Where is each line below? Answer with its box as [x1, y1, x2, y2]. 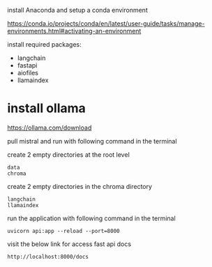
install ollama [7, 100, 86, 116]
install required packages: [7, 40, 82, 48]
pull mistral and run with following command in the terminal [7, 137, 177, 145]
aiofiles [17, 69, 38, 77]
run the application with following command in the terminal [7, 214, 176, 222]
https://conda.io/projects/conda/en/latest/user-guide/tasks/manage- [7, 20, 205, 27]
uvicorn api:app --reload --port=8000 [7, 227, 120, 234]
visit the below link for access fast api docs [7, 240, 131, 248]
